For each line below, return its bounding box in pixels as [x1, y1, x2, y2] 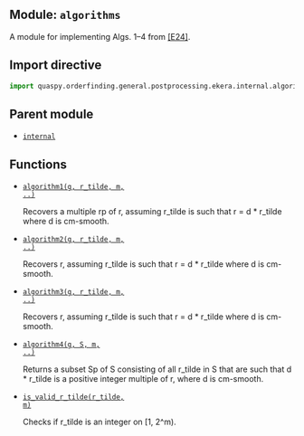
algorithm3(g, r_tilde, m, [22, 288, 125, 297]
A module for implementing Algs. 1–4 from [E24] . [9, 31, 191, 42]
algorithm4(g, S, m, [22, 340, 100, 349]
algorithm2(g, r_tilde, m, [22, 235, 125, 244]
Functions [9, 156, 68, 172]
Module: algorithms [9, 7, 121, 23]
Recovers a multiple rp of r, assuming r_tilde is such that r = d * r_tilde [22, 206, 282, 217]
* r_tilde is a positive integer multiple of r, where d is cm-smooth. [22, 374, 264, 384]
